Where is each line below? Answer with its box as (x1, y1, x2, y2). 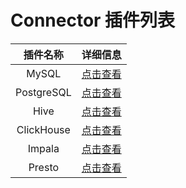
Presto (28, 160, 60, 174)
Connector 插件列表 (10, 9, 176, 32)
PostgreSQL (15, 85, 72, 99)
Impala (27, 141, 60, 155)
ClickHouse (16, 122, 71, 136)
